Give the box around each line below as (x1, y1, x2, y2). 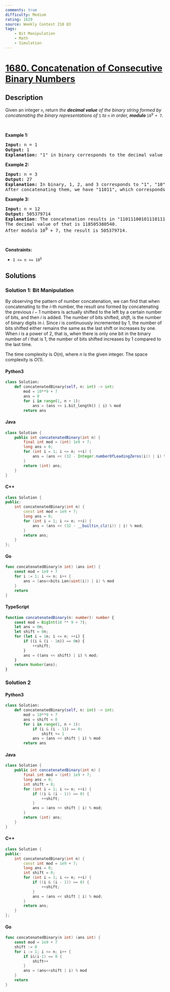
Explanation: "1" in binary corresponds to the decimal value (5, 152, 163, 158)
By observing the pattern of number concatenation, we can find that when (5, 298, 160, 304)
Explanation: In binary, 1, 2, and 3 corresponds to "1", (5, 181, 152, 187)
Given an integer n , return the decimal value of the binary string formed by (5, 107, 162, 113)
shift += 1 (41, 731, 65, 736)
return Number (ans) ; (14, 662, 58, 667)
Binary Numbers (5, 73, 75, 84)
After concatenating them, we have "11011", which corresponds (5, 187, 165, 192)
